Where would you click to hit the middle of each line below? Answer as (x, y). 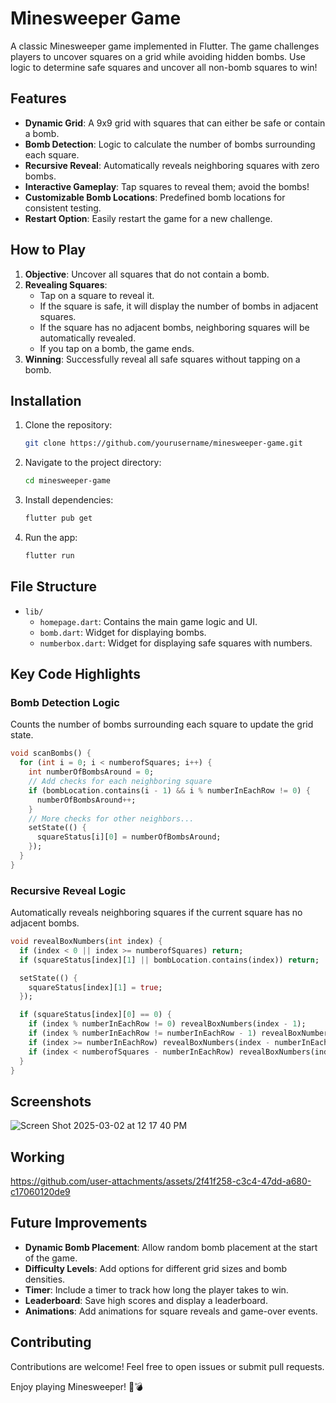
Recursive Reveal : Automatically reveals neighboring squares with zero (172, 165)
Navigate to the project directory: (93, 463)
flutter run (49, 556)
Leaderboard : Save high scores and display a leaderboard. (146, 1300)
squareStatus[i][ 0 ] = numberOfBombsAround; (129, 837)
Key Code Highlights (75, 674)
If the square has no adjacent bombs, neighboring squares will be (174, 327)
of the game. (51, 1258)
